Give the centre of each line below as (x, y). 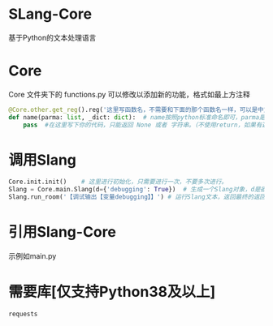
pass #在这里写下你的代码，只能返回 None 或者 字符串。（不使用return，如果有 (143, 125)
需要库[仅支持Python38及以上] (112, 292)
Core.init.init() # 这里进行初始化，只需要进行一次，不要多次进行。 (118, 182)
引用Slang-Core (62, 232)
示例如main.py (32, 256)
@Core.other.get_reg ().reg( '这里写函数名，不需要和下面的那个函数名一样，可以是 (133, 109)
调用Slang (43, 160)
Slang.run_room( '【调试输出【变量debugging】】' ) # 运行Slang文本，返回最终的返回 (137, 197)
